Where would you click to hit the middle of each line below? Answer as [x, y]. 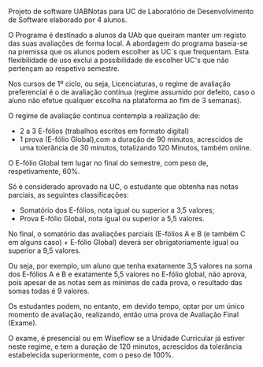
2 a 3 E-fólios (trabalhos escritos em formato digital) [104, 131]
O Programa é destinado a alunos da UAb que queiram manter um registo [127, 35]
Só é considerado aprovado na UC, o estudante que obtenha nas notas [123, 187]
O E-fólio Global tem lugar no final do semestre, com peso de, [108, 163]
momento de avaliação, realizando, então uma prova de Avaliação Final [124, 315]
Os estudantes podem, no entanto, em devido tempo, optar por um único [127, 306]
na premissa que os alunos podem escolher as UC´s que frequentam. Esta [129, 52]
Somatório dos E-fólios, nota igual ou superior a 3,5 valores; [117, 210]
